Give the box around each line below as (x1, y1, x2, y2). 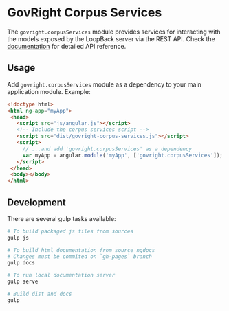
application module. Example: (7, 87, 91, 95)
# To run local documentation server (7, 272, 116, 279)
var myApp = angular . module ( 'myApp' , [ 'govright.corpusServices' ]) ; (22, 152, 223, 159)
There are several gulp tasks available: (7, 214, 116, 222)
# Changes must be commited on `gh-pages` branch (7, 253, 153, 260)
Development (7, 196, 67, 208)
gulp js (7, 234, 30, 241)
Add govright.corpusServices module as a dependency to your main (7, 80, 201, 89)
